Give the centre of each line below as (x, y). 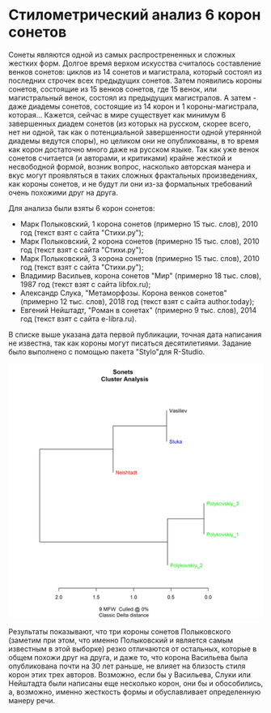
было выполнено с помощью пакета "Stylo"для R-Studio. (107, 351)
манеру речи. (32, 700)
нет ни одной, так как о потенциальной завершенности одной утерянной (135, 132)
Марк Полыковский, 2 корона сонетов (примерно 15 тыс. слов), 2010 (140, 241)
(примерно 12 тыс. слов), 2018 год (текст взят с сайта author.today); (137, 301)
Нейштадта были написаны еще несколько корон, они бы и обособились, (136, 683)
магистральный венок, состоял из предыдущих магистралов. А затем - (132, 97)
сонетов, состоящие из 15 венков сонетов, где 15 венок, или (112, 89)
